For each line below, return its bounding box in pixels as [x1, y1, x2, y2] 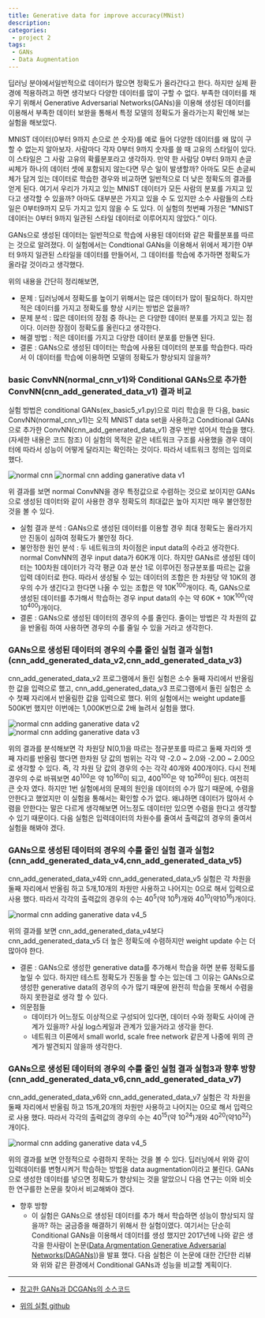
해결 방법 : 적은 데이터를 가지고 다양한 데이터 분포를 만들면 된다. [19, 332, 215, 342]
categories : [8, 26, 47, 34]
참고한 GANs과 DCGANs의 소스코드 [19, 1284, 131, 1294]
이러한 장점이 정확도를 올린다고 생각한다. [36, 323, 162, 332]
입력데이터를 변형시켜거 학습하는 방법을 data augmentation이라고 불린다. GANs [8, 1165, 254, 1174]
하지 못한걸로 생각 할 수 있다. [19, 992, 109, 1002]
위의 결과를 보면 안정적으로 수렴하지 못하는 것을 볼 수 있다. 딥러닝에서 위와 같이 [8, 1155, 250, 1164]
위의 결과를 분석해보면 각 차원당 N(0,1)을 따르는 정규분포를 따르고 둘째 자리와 [8, 743, 244, 754]
